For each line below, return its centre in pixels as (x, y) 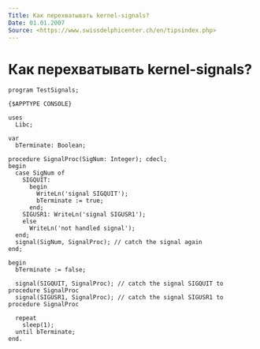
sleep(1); (39, 325)
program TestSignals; (44, 90)
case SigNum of (40, 173)
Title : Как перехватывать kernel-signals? (79, 15)
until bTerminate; (46, 332)
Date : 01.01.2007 (37, 23)
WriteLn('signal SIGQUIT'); (82, 194)
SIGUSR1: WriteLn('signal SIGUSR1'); (84, 215)
